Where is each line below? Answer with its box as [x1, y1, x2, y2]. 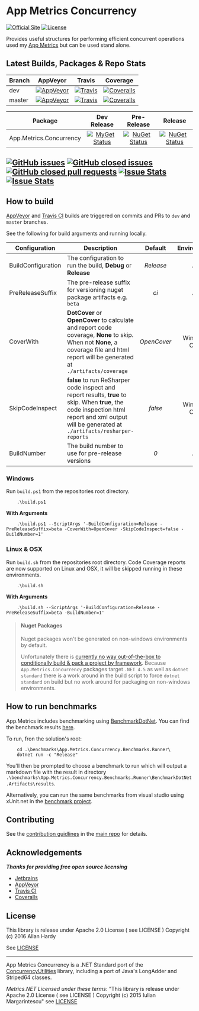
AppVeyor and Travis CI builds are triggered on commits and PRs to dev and [6, 212, 191, 219]
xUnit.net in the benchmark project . [6, 797, 93, 804]
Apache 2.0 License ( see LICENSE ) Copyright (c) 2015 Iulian [6, 991, 156, 999]
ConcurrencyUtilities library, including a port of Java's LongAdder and [6, 968, 177, 974]
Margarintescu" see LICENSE [6, 998, 78, 1004]
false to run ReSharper [67, 376, 130, 384]
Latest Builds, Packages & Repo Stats [6, 59, 146, 69]
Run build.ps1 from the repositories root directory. [6, 488, 130, 495]
